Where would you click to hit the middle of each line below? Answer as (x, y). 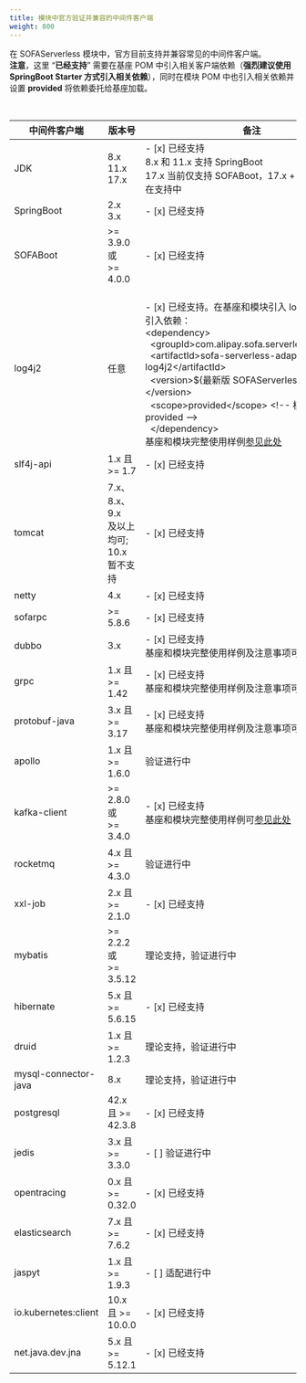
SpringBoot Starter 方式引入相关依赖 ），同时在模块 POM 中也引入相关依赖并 (152, 76)
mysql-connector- (55, 1073)
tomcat (29, 533)
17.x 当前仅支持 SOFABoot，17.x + (220, 175)
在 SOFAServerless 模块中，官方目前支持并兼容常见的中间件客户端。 (138, 53)
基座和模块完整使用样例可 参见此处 (218, 819)
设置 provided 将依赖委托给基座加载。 (81, 88)
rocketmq (35, 863)
